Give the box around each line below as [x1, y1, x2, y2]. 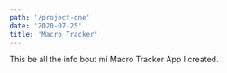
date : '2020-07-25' [9, 21, 83, 30]
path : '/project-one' [9, 12, 91, 22]
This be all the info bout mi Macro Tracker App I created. [9, 54, 219, 65]
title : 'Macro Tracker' [9, 29, 99, 38]
